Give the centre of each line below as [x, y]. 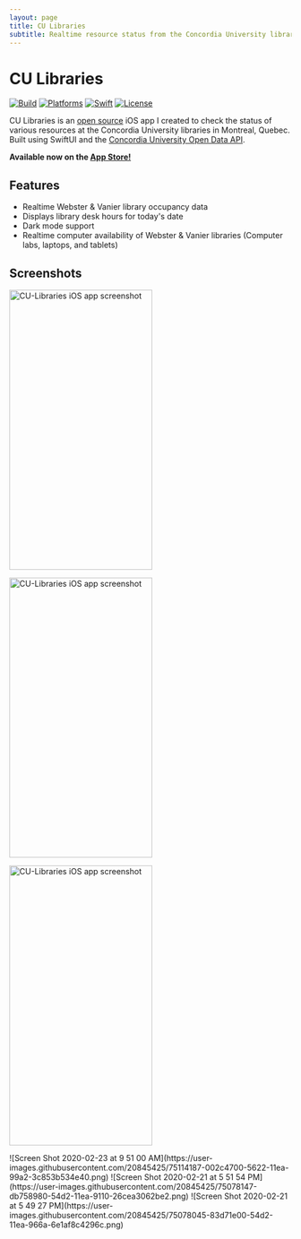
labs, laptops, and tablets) [70, 245]
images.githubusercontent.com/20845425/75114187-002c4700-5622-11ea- [149, 1167]
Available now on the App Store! [70, 157]
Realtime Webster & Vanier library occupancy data [115, 207]
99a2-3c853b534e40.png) [59, 1177]
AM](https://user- [181, 1157]
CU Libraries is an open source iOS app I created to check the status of [141, 121]
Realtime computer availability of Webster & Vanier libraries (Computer [153, 236]
